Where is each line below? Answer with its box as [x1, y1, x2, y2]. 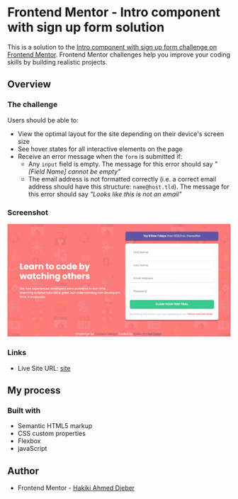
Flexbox [17, 437, 41, 445]
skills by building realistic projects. [7, 57, 108, 66]
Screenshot [7, 207, 48, 217]
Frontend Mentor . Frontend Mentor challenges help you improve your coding [7, 50, 231, 59]
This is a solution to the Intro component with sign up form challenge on [7, 43, 217, 51]
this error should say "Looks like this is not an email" [28, 189, 182, 198]
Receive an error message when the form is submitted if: [17, 152, 183, 160]
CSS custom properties [17, 430, 86, 438]
